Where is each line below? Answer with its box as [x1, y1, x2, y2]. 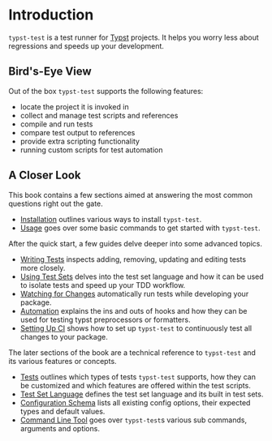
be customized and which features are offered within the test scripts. [19, 380, 252, 390]
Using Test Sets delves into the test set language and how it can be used [19, 272, 264, 281]
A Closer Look [8, 169, 81, 182]
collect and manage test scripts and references [19, 110, 179, 120]
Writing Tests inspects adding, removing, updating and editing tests [19, 254, 246, 264]
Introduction [8, 6, 94, 24]
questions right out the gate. [8, 199, 103, 208]
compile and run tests [19, 119, 93, 129]
